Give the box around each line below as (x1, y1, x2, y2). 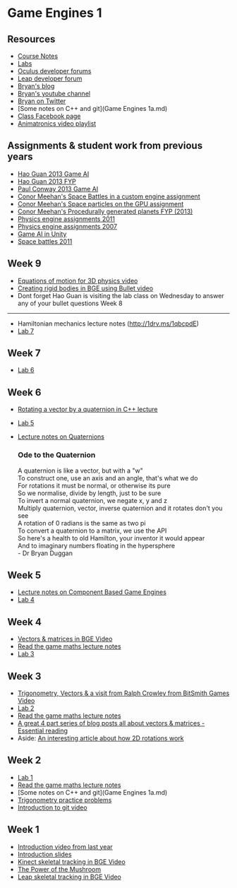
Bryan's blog (17, 82, 55, 90)
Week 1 (7, 824, 39, 836)
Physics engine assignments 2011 (17, 214, 115, 223)
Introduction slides (17, 850, 72, 858)
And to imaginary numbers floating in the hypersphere (17, 541, 175, 550)
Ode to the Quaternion (17, 450, 96, 460)
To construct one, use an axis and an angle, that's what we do (17, 473, 198, 482)
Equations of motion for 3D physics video (17, 276, 138, 285)
